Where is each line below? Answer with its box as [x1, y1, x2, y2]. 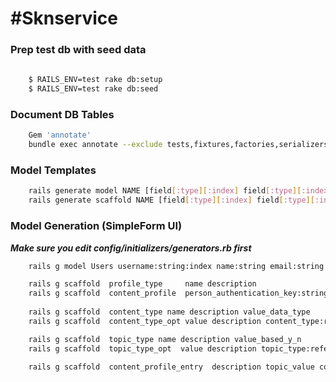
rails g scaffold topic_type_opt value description [28, 343, 257, 354]
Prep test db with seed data [10, 43, 147, 57]
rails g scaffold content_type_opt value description [28, 316, 262, 326]
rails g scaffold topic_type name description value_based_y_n [28, 334, 302, 344]
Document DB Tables [10, 108, 115, 122]
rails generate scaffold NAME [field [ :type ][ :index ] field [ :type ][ [28, 195, 315, 206]
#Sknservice [10, 7, 118, 30]
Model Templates [10, 163, 97, 177]
